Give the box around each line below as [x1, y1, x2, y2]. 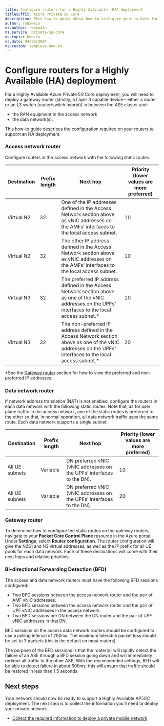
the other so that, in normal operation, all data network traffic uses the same [5, 414, 158, 420]
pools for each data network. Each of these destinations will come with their [5, 549, 158, 555]
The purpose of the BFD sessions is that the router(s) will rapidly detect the [5, 647, 157, 653]
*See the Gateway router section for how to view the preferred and [5, 370, 140, 375]
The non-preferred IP [61, 320, 111, 327]
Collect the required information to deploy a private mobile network [12, 715, 147, 721]
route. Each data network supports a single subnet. [5, 419, 108, 425]
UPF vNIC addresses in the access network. [12, 608, 101, 613]
